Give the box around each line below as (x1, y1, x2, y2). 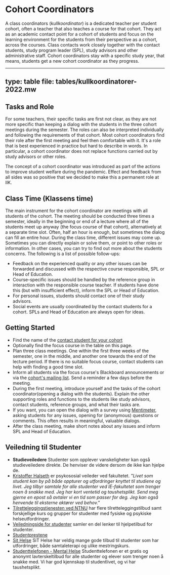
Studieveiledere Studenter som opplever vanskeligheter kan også (12, 457, 150, 463)
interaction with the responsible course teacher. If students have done (12, 282, 159, 288)
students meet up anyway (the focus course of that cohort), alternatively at (5, 224, 162, 230)
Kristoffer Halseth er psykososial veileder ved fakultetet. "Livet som (12, 472, 153, 479)
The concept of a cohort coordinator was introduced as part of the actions (5, 163, 160, 170)
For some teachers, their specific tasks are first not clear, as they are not (5, 116, 157, 122)
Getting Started (5, 323, 55, 332)
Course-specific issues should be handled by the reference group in (12, 276, 155, 282)
